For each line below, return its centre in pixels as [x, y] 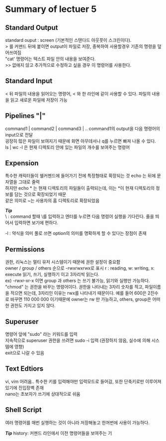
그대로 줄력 [29, 182]
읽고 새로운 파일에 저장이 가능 [39, 100]
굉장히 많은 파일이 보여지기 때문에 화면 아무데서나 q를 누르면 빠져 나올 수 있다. [81, 141]
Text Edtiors [24, 369]
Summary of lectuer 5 [51, 9]
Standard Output [32, 28]
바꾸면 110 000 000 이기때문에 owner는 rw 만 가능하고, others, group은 [81, 299]
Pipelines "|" [25, 116]
